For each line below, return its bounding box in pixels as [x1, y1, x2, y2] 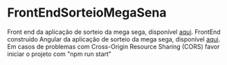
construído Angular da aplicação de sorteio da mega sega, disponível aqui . [7, 35, 221, 43]
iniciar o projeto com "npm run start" [7, 50, 112, 58]
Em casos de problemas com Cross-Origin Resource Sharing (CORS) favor [7, 42, 220, 50]
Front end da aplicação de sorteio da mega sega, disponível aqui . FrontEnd [7, 28, 221, 36]
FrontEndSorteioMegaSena [7, 5, 167, 21]
